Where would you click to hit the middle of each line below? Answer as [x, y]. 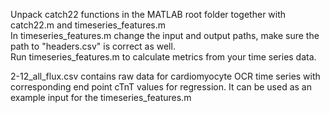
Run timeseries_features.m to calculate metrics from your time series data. [163, 57]
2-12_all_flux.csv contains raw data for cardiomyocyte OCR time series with [165, 76]
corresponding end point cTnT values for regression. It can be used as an [161, 87]
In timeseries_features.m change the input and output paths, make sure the [165, 35]
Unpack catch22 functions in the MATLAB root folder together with [148, 14]
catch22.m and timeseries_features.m [88, 25]
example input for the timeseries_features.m [101, 97]
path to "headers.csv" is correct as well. [93, 46]
